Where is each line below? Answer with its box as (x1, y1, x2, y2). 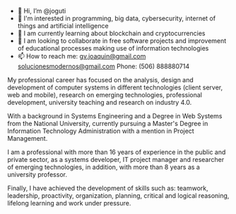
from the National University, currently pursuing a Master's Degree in (7, 120, 208, 127)
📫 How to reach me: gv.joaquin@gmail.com (17, 52, 146, 60)
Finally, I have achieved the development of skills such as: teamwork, (7, 184, 208, 192)
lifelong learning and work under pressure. (7, 199, 131, 207)
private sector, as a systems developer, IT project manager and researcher (7, 156, 225, 163)
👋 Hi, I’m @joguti (17, 7, 66, 15)
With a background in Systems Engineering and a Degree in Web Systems (7, 112, 223, 120)
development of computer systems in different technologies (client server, (7, 83, 223, 92)
